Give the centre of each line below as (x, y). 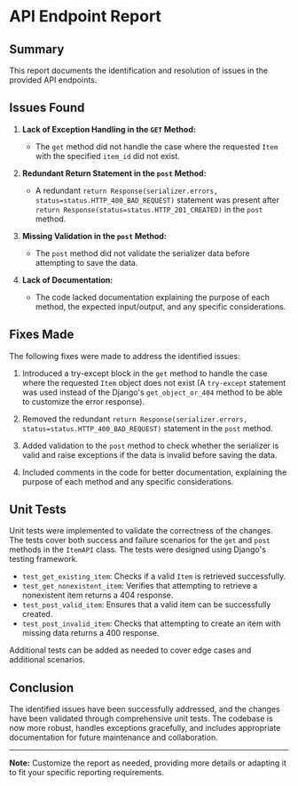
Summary (37, 49)
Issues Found (47, 108)
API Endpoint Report (86, 16)
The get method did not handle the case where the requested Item (157, 146)
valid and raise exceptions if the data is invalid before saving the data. (149, 454)
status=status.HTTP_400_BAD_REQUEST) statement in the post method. (147, 428)
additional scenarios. (47, 660)
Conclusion (42, 688)
